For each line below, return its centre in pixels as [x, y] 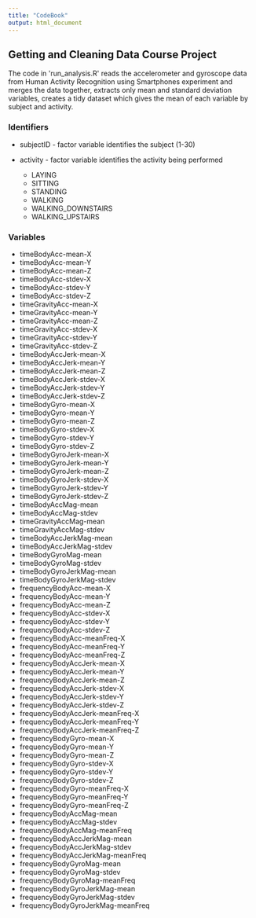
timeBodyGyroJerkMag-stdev [68, 579]
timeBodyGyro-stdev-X [57, 429]
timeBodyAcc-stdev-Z [55, 296]
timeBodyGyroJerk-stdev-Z [64, 496]
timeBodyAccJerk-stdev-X [62, 379]
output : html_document [45, 23]
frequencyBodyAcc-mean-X [65, 588]
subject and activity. [41, 107]
